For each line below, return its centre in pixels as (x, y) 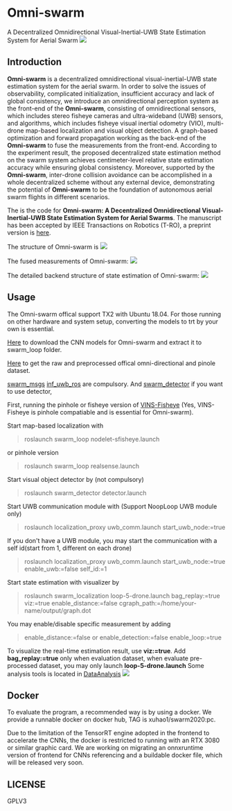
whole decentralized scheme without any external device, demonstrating (111, 182)
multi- (215, 123)
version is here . (29, 232)
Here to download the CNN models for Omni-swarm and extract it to (105, 342)
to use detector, (30, 391)
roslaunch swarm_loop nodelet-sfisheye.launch (92, 439)
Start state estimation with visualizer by (63, 582)
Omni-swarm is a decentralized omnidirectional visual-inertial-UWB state (112, 78)
